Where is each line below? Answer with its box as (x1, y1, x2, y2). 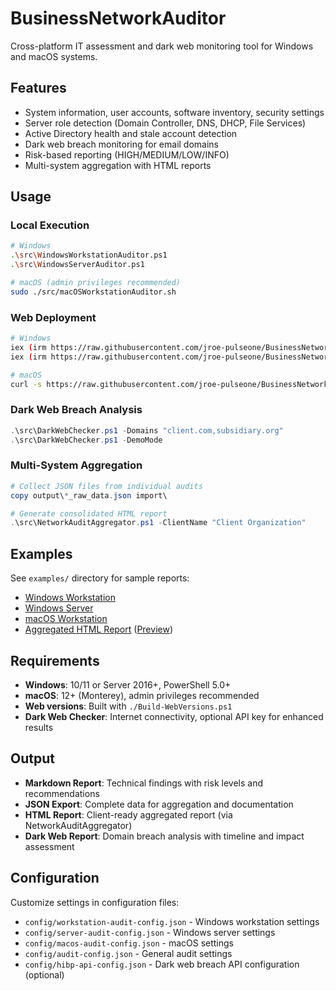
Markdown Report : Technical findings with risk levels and (24, 777, 263, 789)
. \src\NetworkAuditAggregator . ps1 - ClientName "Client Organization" (10, 518, 307, 528)
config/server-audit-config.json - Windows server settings (24, 926, 276, 938)
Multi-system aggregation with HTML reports (24, 159, 212, 171)
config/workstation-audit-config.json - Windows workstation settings (24, 915, 320, 927)
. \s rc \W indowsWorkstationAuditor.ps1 (10, 250, 168, 261)
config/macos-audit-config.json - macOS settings (24, 937, 234, 949)
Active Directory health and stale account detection (24, 127, 238, 139)
